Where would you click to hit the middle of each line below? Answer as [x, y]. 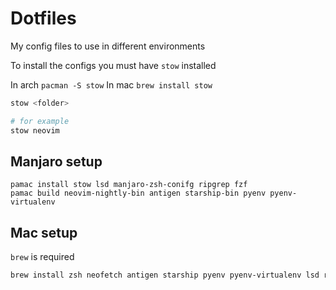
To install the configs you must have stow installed [113, 65]
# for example [40, 121]
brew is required [42, 257]
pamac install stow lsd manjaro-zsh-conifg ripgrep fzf [129, 185]
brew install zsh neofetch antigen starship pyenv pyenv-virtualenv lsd [165, 275]
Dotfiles [43, 18]
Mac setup [44, 232]
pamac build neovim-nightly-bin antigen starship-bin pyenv [138, 193]
